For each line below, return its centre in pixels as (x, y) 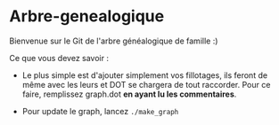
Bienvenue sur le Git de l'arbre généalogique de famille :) (114, 41)
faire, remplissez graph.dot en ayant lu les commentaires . (129, 94)
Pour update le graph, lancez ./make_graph (100, 111)
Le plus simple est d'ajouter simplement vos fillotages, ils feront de (145, 75)
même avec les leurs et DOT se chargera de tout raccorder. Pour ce (146, 84)
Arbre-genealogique (87, 16)
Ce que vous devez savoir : (59, 58)
